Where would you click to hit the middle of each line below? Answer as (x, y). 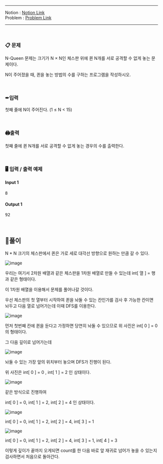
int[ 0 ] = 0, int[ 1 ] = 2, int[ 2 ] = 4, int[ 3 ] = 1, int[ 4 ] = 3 (61, 441)
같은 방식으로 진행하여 (26, 392)
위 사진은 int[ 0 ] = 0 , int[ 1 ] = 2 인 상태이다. (48, 372)
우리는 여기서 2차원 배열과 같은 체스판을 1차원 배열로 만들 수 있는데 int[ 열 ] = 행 (80, 273)
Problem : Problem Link (28, 18)
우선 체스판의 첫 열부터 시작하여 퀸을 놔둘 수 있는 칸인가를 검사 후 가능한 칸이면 (79, 300)
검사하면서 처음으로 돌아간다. (32, 457)
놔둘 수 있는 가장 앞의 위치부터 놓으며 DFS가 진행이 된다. (58, 362)
